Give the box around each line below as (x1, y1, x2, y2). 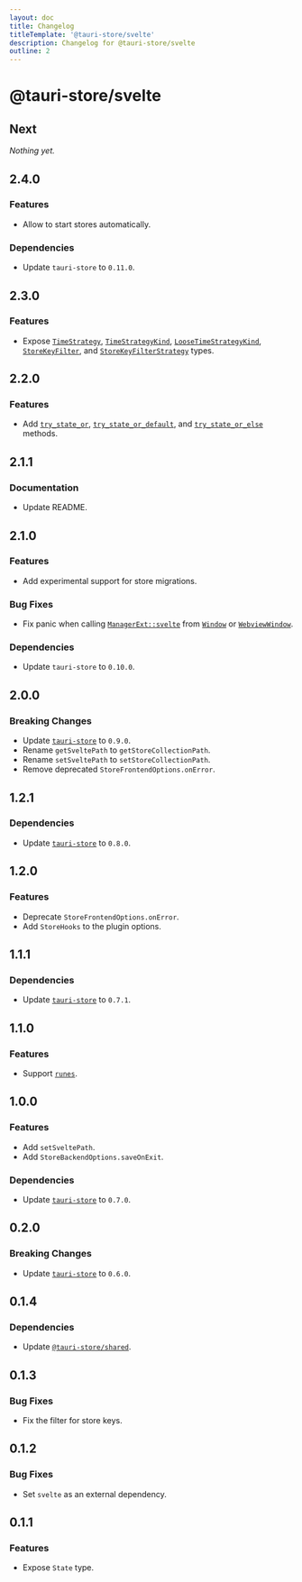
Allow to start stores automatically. (22, 218, 151, 230)
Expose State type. (22, 1562, 95, 1573)
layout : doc (9, 13, 54, 23)
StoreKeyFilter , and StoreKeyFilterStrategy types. (22, 344, 215, 356)
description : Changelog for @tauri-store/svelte (9, 38, 196, 48)
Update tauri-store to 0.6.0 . (22, 1267, 132, 1278)
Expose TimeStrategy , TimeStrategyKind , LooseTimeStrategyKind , (22, 335, 262, 346)
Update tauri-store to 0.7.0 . (22, 1193, 132, 1204)
